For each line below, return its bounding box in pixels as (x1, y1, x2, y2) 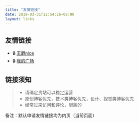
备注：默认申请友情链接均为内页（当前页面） (5, 113, 97, 118)
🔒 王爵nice (12, 50, 34, 56)
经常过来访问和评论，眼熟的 (24, 102, 82, 108)
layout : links (5, 16, 35, 21)
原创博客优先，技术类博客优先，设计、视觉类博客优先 (24, 96, 135, 102)
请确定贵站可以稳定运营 (24, 90, 73, 95)
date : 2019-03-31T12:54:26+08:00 (5, 12, 75, 17)
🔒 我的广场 (12, 58, 34, 64)
